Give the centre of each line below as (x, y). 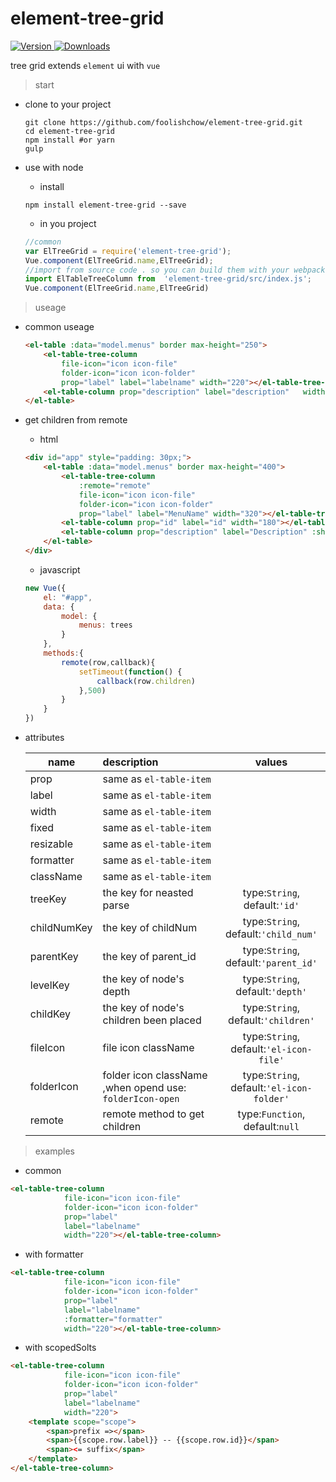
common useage (59, 327)
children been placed (152, 1020)
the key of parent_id (149, 957)
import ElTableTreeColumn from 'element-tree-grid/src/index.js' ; (168, 279)
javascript (60, 569)
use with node (54, 167)
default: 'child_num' (271, 934)
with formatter (54, 1254)
